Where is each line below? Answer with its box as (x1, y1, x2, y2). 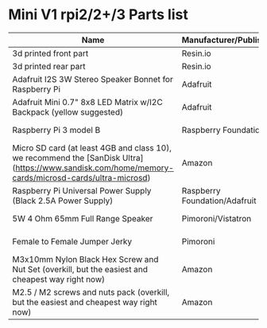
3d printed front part (12, 48, 89, 59)
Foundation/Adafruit (181, 195, 257, 206)
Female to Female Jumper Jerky (12, 236, 133, 247)
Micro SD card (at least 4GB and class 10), (12, 142, 172, 153)
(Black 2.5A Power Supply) (12, 195, 114, 206)
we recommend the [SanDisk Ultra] (12, 152, 144, 163)
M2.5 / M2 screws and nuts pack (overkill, (12, 287, 170, 298)
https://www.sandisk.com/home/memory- (15, 162, 175, 173)
